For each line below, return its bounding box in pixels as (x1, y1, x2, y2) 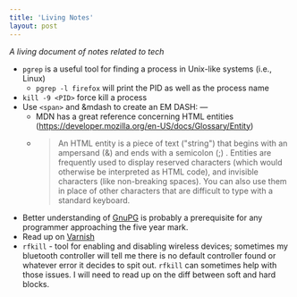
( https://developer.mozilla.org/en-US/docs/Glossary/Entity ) (35, 120, 254, 131)
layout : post (9, 21, 58, 30)
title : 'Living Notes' (9, 13, 94, 22)
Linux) (21, 72, 47, 83)
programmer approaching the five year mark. (21, 221, 189, 233)
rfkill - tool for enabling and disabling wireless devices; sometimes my (21, 241, 289, 251)
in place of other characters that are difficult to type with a (57, 185, 273, 196)
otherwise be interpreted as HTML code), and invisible (57, 166, 259, 177)
